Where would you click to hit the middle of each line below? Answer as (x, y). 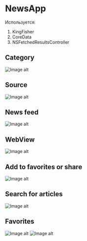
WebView (20, 139)
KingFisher (23, 31)
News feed (22, 112)
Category (20, 58)
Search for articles (34, 194)
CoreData (22, 37)
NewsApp (26, 9)
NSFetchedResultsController (41, 42)
